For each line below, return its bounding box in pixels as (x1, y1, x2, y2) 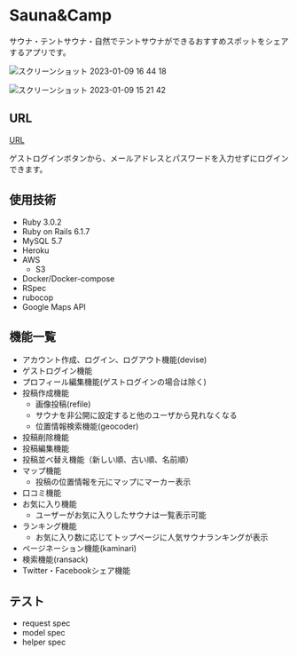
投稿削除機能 (21, 432, 69, 443)
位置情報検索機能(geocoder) (35, 421, 139, 431)
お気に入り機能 (21, 499, 77, 510)
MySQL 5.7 (21, 235, 63, 246)
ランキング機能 (21, 521, 77, 532)
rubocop (21, 292, 54, 303)
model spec (21, 628, 66, 638)
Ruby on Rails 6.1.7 (21, 225, 90, 236)
